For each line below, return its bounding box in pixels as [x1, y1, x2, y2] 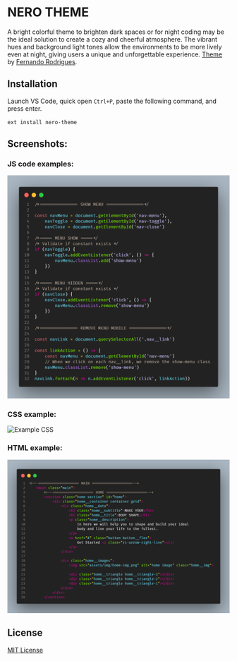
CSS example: [7, 409, 56, 419]
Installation [7, 78, 58, 90]
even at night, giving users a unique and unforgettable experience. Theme [7, 50, 223, 59]
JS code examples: [7, 159, 74, 169]
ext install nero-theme [7, 119, 78, 126]
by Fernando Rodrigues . [7, 57, 78, 66]
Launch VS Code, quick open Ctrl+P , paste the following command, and [7, 97, 217, 105]
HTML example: [7, 443, 63, 453]
